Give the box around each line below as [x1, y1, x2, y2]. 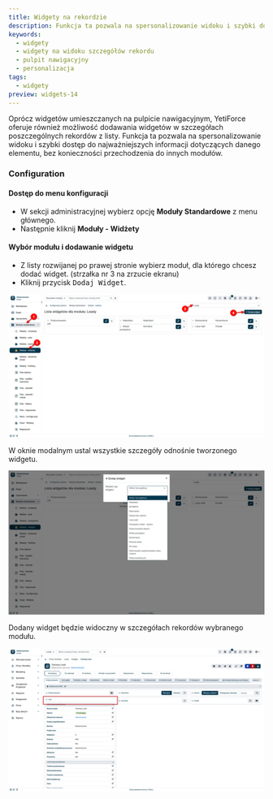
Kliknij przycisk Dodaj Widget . [19, 277, 127, 287]
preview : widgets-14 [8, 90, 79, 98]
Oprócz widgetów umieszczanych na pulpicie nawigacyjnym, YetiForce [8, 114, 246, 123]
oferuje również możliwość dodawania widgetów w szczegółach [8, 122, 223, 132]
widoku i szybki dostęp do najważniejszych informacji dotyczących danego [8, 139, 262, 149]
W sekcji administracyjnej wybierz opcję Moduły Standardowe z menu [19, 206, 258, 216]
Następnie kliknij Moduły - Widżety [19, 223, 140, 233]
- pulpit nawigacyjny [15, 56, 89, 64]
